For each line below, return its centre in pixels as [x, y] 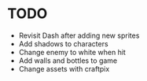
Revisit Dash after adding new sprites [79, 35]
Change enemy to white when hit [72, 52]
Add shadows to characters [63, 43]
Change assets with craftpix [64, 68]
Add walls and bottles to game [68, 61]
